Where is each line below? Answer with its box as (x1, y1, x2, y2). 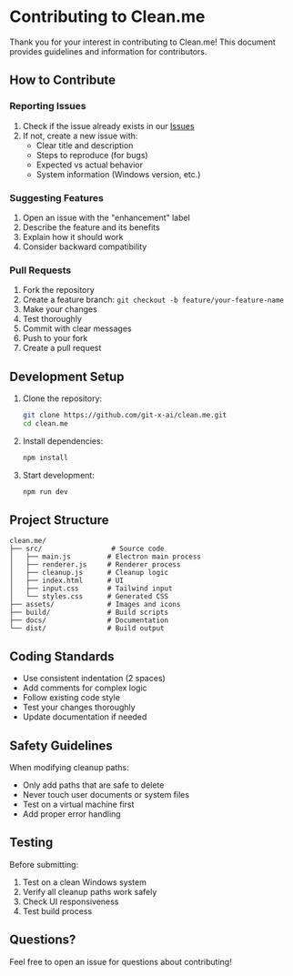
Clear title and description (35, 139, 134, 151)
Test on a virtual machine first (22, 799, 135, 810)
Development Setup (9, 368, 125, 384)
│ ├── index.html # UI (9, 576, 125, 586)
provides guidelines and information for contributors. (9, 45, 207, 56)
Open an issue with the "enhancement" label (22, 212, 191, 223)
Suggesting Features (9, 191, 105, 204)
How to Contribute (9, 73, 116, 88)
